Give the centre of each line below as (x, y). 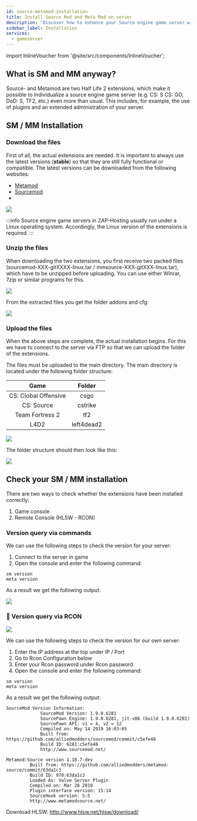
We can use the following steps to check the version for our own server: (93, 640)
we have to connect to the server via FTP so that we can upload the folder (96, 347)
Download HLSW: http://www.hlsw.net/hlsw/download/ (72, 812)
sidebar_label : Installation (42, 28)
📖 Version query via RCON (44, 617)
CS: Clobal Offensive (38, 396)
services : (18, 34)
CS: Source (38, 405)
